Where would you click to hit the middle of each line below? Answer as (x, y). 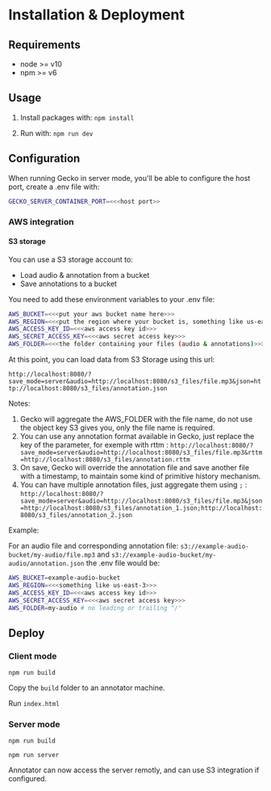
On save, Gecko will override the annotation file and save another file (135, 467)
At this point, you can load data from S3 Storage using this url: (112, 360)
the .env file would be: (123, 563)
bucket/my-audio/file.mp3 (52, 555)
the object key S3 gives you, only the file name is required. (117, 427)
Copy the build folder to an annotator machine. (87, 688)
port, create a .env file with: (54, 187)
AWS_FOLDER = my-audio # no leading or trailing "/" (95, 608)
